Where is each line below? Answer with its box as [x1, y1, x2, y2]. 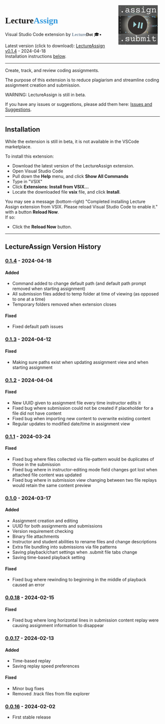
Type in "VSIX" [12, 178, 43, 184]
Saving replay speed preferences [12, 663, 80, 669]
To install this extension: [5, 153, 54, 159]
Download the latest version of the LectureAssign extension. [12, 163, 135, 168]
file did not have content [12, 410, 62, 416]
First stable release [12, 714, 51, 720]
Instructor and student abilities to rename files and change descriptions [12, 538, 157, 544]
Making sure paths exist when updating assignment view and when [12, 359, 149, 365]
